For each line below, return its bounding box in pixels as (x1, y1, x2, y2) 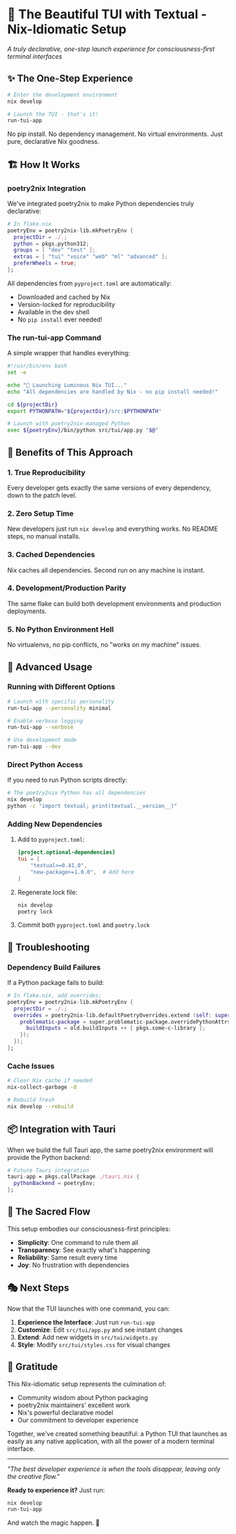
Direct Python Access (7, 759, 83, 769)
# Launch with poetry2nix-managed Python (7, 420, 131, 427)
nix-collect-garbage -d (7, 1084, 77, 1091)
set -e (7, 369, 27, 376)
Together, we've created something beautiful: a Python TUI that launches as (7, 1429, 228, 1437)
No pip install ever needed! (17, 315, 103, 324)
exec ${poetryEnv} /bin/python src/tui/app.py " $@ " (7, 427, 159, 434)
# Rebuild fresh (7, 1096, 55, 1103)
